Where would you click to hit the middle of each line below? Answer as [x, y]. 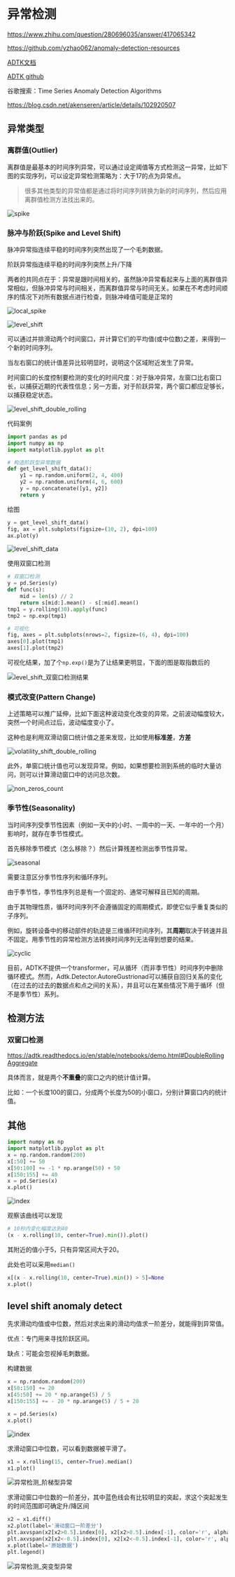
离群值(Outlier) [33, 150]
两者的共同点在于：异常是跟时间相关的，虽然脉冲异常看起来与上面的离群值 [114, 279]
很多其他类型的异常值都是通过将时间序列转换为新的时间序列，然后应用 [126, 191]
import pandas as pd [37, 436]
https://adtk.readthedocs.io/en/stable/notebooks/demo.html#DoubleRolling [116, 1055]
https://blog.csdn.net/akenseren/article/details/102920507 [92, 104]
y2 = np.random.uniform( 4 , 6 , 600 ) [72, 482]
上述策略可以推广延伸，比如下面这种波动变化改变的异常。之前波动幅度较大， [117, 714]
